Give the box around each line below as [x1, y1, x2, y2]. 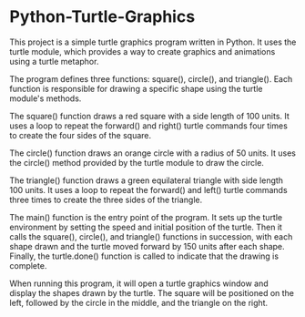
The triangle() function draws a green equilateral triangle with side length [9, 175, 284, 186]
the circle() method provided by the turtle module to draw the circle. [9, 157, 264, 168]
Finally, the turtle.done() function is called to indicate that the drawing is [9, 251, 280, 261]
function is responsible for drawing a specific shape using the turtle [9, 83, 263, 94]
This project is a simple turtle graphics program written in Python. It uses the [9, 36, 297, 47]
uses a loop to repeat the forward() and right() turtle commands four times [9, 120, 289, 131]
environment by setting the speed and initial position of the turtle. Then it [9, 221, 282, 232]
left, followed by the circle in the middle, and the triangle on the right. [9, 297, 269, 308]
